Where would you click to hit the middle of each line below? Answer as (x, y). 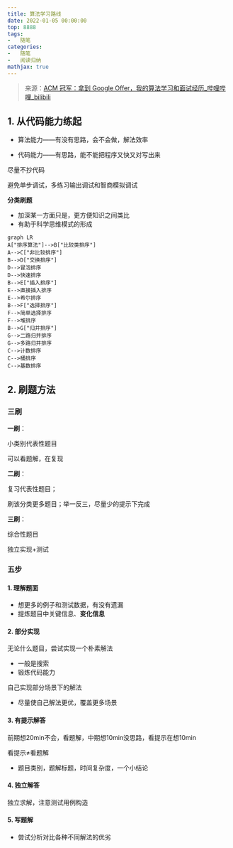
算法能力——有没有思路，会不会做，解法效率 (83, 140)
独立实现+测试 (28, 549)
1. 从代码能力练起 (45, 122)
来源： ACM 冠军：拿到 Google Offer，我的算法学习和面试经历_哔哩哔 (125, 88)
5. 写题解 (20, 820)
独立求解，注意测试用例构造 (48, 802)
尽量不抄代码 (26, 170)
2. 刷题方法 (32, 389)
